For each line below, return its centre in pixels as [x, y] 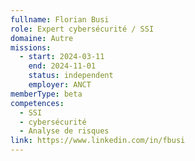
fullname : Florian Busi [60, 19]
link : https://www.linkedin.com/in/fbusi [98, 141]
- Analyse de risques [64, 131]
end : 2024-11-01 [62, 66]
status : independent [71, 76]
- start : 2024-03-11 [62, 57]
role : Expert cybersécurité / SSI [82, 29]
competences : [37, 103]
